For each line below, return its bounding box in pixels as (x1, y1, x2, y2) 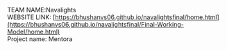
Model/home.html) (7, 27, 60, 36)
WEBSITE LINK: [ (7, 13, 56, 21)
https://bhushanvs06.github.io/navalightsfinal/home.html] (55, 13, 220, 21)
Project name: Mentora (7, 35, 73, 43)
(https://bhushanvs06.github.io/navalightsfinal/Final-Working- (7, 21, 184, 28)
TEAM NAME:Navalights (7, 6, 76, 14)
